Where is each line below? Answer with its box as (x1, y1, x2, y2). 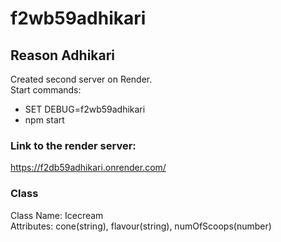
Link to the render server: (10, 138, 137, 152)
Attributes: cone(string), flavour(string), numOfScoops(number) (10, 220, 272, 232)
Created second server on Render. (10, 73, 153, 85)
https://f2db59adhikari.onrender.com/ (10, 162, 167, 174)
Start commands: (10, 84, 82, 96)
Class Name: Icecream (10, 209, 104, 221)
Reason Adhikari (10, 47, 116, 64)
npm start (24, 114, 65, 126)
